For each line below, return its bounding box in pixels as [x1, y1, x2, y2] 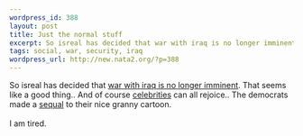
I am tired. [9, 118, 47, 129]
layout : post [9, 22, 59, 31]
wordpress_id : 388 [9, 13, 78, 23]
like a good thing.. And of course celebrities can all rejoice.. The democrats [9, 89, 289, 100]
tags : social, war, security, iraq [9, 47, 143, 56]
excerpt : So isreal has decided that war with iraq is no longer [9, 38, 260, 48]
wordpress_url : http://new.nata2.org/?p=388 [9, 55, 179, 64]
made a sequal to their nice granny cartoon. [9, 99, 172, 109]
